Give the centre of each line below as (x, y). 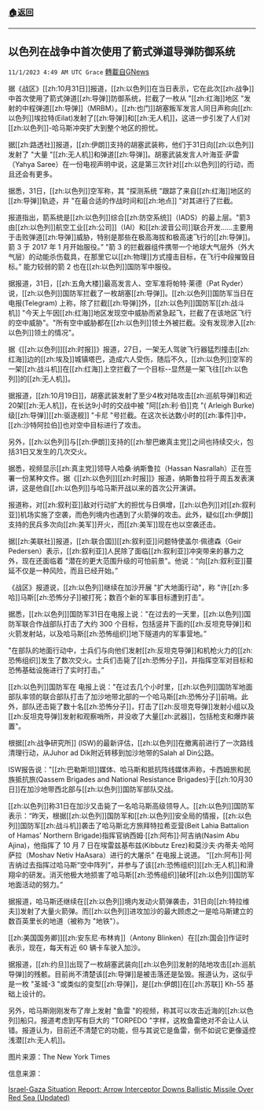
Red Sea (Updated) (39, 1098)
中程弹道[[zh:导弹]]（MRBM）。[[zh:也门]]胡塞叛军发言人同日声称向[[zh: (137, 109)
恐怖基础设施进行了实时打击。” (56, 670)
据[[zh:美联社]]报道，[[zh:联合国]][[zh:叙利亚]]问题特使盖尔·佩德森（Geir (125, 542)
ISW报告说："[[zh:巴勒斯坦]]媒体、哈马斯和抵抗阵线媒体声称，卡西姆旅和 (126, 770)
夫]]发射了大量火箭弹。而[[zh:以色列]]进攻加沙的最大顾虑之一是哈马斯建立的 (131, 912)
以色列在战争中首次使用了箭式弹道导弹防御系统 (122, 52)
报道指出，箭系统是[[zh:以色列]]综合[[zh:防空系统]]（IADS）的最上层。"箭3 (129, 217)
